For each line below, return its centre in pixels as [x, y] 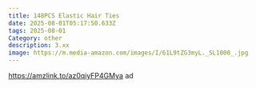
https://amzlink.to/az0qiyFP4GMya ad [71, 76]
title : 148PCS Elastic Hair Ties [64, 16]
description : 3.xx [39, 46]
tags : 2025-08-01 [37, 30]
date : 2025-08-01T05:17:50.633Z [62, 23]
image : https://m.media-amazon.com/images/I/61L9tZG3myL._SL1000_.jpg [128, 53]
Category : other [35, 38]
